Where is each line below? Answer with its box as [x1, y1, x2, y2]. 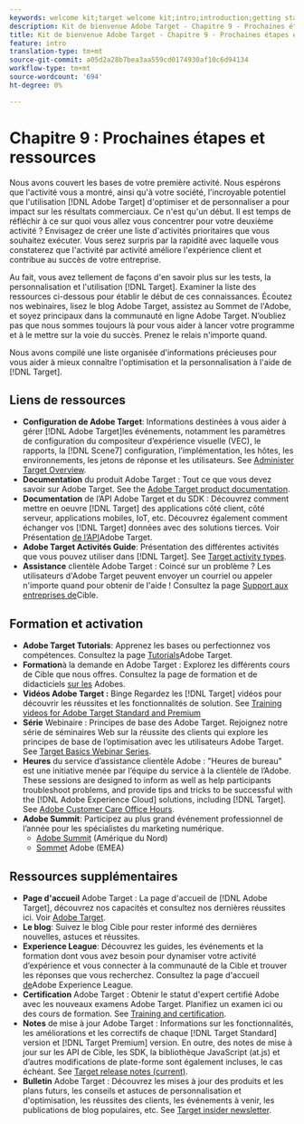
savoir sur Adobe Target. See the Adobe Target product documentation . [22, 484, 291, 495]
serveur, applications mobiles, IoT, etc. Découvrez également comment [22, 513, 288, 524]
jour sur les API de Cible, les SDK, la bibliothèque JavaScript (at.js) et [22, 1047, 280, 1057]
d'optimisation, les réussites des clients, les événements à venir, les [22, 1095, 275, 1106]
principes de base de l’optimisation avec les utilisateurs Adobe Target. [22, 736, 284, 748]
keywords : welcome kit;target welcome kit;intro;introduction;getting [9, 13, 281, 23]
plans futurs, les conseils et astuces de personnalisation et [22, 1085, 242, 1096]
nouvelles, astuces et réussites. [22, 931, 140, 942]
